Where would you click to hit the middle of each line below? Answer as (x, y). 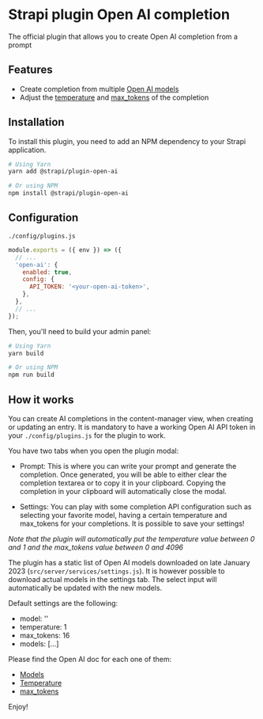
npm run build (32, 375)
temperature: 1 (43, 626)
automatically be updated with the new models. (85, 588)
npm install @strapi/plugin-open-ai (68, 193)
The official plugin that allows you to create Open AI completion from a (123, 36)
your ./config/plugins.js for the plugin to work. (87, 435)
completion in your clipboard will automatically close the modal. (123, 491)
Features (30, 70)
